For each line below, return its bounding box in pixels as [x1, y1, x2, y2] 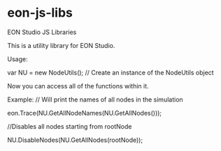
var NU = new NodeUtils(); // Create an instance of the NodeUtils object [7, 68, 215, 77]
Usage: [7, 54, 28, 63]
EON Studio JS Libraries [7, 28, 77, 36]
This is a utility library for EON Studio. [7, 41, 115, 49]
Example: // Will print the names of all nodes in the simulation [7, 95, 183, 104]
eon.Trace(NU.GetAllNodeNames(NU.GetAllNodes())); [7, 109, 162, 117]
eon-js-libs [7, 5, 73, 21]
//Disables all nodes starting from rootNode [7, 122, 132, 130]
